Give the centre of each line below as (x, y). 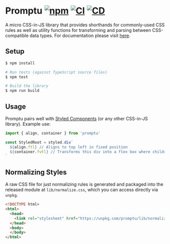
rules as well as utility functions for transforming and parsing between (78, 30)
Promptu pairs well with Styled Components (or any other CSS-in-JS (77, 118)
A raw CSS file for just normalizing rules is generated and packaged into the (84, 184)
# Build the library (27, 86)
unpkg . (12, 195)
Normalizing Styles (36, 172)
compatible (17, 35)
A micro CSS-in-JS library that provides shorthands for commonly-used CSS (85, 25)
